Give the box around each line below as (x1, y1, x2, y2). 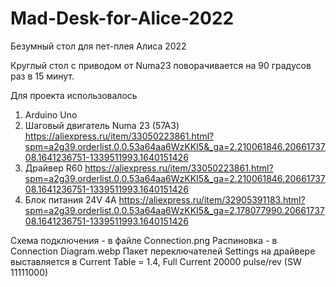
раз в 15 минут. (10, 70, 75, 82)
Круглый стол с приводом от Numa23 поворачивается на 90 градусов (10, 59, 312, 71)
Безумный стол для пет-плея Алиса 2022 (10, 40, 187, 52)
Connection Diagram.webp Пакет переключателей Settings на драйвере (10, 245, 316, 257)
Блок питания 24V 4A (24, 193, 117, 206)
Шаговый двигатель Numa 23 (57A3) (24, 119, 180, 131)
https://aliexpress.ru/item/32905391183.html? (118, 193, 306, 206)
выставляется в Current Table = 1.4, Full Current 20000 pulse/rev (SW (10, 255, 302, 267)
